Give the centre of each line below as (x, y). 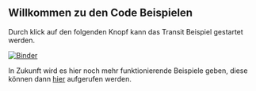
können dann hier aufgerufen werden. (70, 78)
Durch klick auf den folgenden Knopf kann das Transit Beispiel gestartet (126, 31)
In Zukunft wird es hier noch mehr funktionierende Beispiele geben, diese (128, 71)
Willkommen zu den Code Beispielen (100, 13)
